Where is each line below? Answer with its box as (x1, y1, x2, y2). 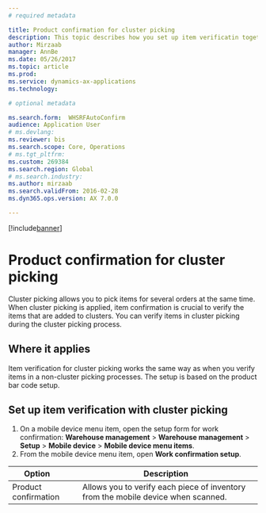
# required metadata (8, 11, 77, 20)
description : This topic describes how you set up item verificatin (8, 33, 239, 41)
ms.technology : (8, 85, 59, 93)
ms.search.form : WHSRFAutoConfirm (8, 113, 126, 121)
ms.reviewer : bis (8, 136, 66, 144)
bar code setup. (8, 380, 60, 389)
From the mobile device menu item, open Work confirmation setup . (19, 450, 241, 459)
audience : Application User (8, 121, 101, 129)
